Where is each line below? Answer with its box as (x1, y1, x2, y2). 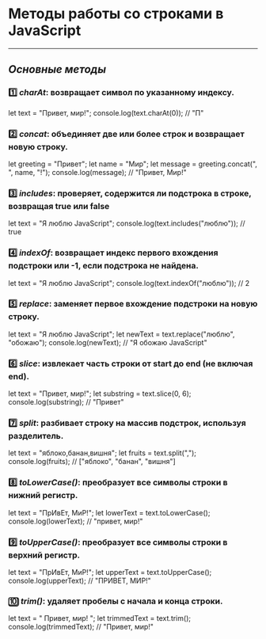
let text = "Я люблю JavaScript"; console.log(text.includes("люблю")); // (8, 219, 245, 228)
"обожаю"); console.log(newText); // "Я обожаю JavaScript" (8, 337, 207, 347)
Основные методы (8, 63, 107, 76)
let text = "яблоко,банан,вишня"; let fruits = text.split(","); (8, 448, 196, 458)
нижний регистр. (8, 490, 78, 501)
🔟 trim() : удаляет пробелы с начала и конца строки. (8, 595, 223, 607)
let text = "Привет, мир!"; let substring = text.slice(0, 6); (8, 389, 192, 398)
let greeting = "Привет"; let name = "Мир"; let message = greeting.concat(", (8, 159, 257, 169)
